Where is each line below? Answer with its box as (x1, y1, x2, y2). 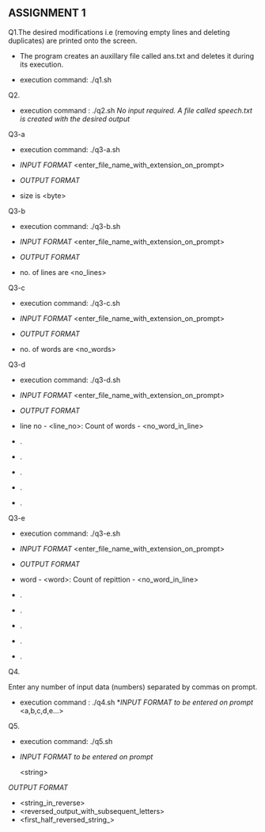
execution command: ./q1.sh (19, 74, 112, 84)
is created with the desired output (19, 114, 131, 124)
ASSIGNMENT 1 (8, 6, 86, 20)
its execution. (19, 59, 64, 69)
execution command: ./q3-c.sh (19, 298, 121, 307)
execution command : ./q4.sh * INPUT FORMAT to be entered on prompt (19, 697, 254, 707)
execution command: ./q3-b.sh (19, 221, 121, 231)
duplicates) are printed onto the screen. (8, 36, 138, 45)
